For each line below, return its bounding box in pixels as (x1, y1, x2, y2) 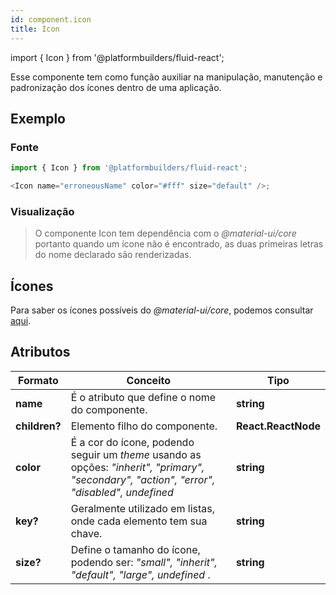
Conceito (126, 373, 171, 387)
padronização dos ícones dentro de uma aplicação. (10, 81, 222, 93)
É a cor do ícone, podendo (70, 435, 195, 449)
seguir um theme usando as (70, 447, 202, 461)
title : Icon (10, 24, 60, 34)
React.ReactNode (235, 419, 321, 433)
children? (15, 419, 62, 433)
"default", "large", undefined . (70, 567, 211, 581)
